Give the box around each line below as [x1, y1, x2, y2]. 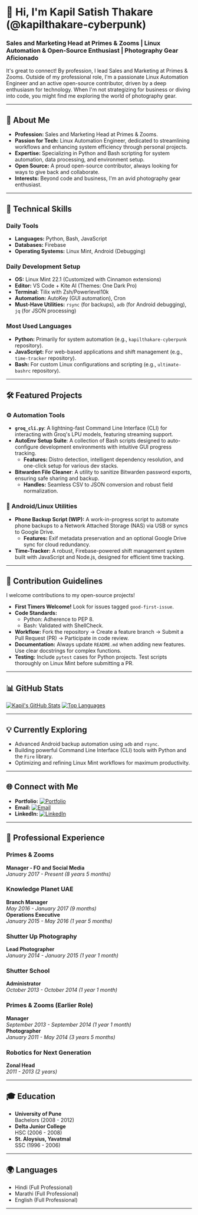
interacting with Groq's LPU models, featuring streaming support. [14, 431, 174, 438]
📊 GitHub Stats [6, 683, 64, 693]
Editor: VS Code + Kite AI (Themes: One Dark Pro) [14, 282, 137, 289]
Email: [14, 804, 31, 811]
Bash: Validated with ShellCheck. [23, 622, 104, 629]
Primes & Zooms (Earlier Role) [6, 1001, 93, 1010]
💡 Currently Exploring [6, 724, 87, 734]
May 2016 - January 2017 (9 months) [6, 905, 97, 912]
